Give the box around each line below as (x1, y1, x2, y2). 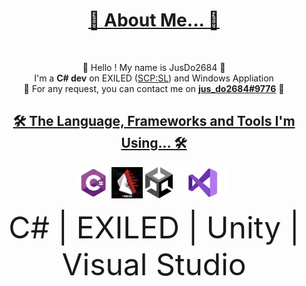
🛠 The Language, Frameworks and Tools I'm (12, 113, 296, 130)
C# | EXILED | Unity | (8, 208, 300, 246)
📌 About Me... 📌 (87, 9, 220, 32)
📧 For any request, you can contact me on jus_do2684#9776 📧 (23, 82, 285, 94)
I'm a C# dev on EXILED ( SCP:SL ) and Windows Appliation (34, 72, 274, 84)
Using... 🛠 (120, 135, 188, 152)
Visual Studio (61, 245, 247, 283)
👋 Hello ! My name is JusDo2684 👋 (82, 61, 226, 73)
